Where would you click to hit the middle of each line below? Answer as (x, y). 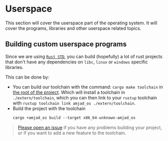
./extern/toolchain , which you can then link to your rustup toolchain (85, 97)
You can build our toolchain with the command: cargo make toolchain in (88, 87)
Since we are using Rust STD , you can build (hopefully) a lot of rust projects (84, 56)
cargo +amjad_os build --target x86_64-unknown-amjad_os (74, 118)
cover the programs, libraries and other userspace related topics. (73, 28)
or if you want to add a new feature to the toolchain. (72, 133)
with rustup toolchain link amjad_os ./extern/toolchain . (74, 103)
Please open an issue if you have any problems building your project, (90, 127)
